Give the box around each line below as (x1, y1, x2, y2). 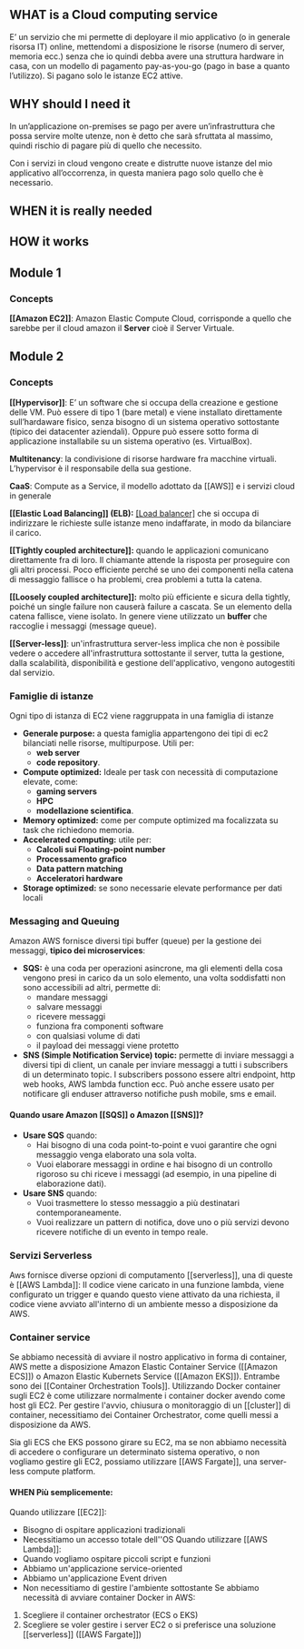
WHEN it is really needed (9, 204, 152, 219)
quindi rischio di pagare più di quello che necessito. (9, 140, 202, 151)
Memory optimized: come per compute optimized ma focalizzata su (22, 815, 279, 826)
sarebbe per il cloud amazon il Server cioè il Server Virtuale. (9, 323, 235, 334)
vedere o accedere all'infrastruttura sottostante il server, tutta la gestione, (9, 648, 285, 659)
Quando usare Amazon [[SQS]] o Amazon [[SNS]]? (9, 1109, 204, 1120)
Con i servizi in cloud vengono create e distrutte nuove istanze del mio (9, 157, 273, 168)
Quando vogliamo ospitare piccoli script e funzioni (22, 1553, 211, 1564)
